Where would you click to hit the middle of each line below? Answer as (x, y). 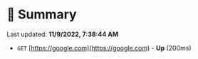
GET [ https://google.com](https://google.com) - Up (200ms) (104, 48)
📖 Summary (42, 15)
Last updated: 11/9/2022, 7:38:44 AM (63, 34)
